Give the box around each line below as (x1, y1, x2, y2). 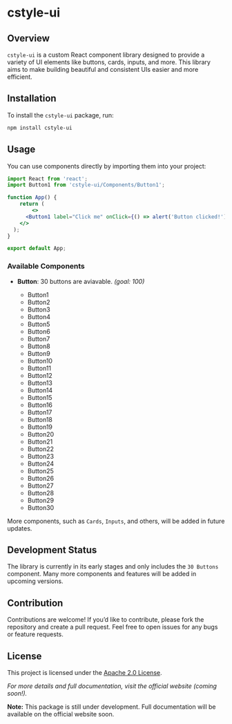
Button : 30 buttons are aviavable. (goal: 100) (17, 277, 145, 285)
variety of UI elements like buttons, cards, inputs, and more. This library (7, 58, 211, 66)
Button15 (27, 393, 53, 401)
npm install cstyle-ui (7, 124, 72, 131)
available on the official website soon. (7, 709, 115, 718)
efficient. (7, 73, 32, 81)
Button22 (27, 444, 54, 453)
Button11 (27, 364, 52, 372)
